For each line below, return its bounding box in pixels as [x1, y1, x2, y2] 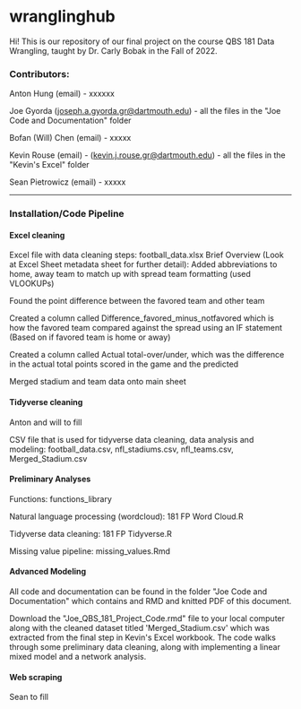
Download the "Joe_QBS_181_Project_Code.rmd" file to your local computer [9, 612, 285, 624]
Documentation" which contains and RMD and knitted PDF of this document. [9, 595, 292, 606]
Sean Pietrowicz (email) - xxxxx [9, 177, 126, 187]
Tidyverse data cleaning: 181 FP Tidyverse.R [9, 528, 173, 539]
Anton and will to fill [9, 417, 82, 428]
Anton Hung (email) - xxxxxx [9, 88, 115, 99]
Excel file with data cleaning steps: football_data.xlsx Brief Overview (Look [9, 249, 284, 261]
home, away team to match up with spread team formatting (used [9, 269, 251, 280]
